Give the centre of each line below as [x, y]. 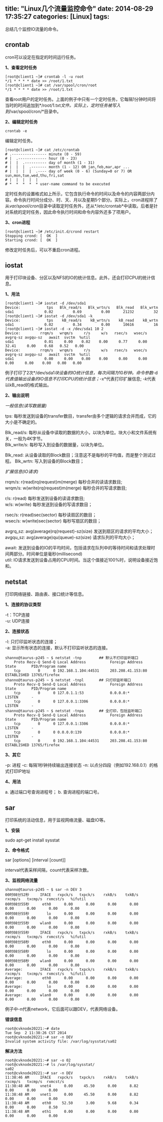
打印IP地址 [20, 771]
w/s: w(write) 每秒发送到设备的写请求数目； [49, 504]
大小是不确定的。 [22, 422]
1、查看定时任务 [21, 67]
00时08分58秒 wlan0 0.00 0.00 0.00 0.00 [72, 961]
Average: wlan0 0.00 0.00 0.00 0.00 [72, 995]
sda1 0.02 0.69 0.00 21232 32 [82, 312]
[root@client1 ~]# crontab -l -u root [44, 77]
